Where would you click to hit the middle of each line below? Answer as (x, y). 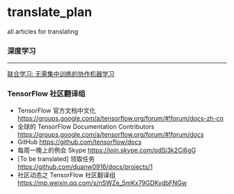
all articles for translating (43, 31)
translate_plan (50, 12)
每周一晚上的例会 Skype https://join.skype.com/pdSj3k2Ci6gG (107, 150)
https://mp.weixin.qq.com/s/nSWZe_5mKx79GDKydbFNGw (102, 183)
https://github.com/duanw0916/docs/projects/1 (85, 166)
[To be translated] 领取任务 (56, 158)
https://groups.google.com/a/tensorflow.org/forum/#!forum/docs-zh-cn (120, 118)
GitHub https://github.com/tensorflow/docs (79, 142)
